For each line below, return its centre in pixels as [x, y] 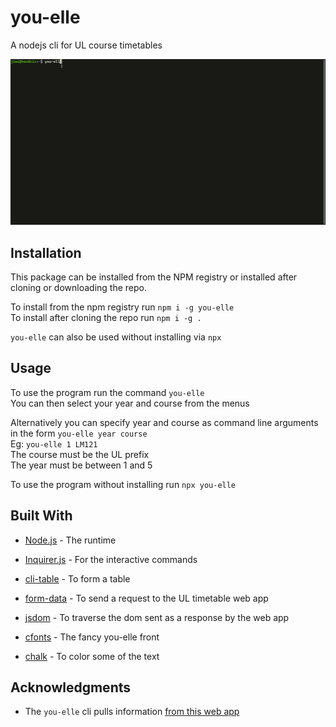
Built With [41, 516]
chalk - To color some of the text [92, 656]
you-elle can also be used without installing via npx [116, 337]
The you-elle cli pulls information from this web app [132, 712]
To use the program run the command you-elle [107, 392]
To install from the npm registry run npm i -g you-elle [122, 307]
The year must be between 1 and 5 [81, 465]
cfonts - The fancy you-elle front [92, 637]
